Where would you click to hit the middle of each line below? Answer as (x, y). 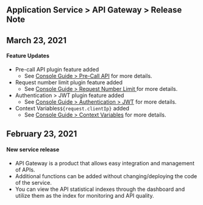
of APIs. (25, 170)
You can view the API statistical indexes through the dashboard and (100, 189)
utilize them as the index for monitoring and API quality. (84, 195)
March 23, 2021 (37, 40)
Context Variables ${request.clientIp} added (72, 108)
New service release (33, 149)
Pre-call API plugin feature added (57, 69)
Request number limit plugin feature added (69, 82)
